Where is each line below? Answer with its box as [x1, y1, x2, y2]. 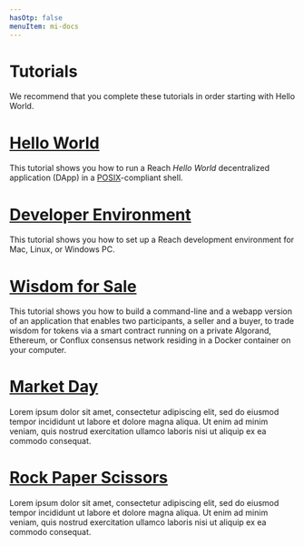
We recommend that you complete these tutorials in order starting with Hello [9, 91, 296, 102]
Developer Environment [9, 204, 192, 225]
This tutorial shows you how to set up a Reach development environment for [9, 234, 295, 246]
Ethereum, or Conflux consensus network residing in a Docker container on [9, 335, 291, 346]
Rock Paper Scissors [9, 468, 168, 488]
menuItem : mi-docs [9, 22, 79, 31]
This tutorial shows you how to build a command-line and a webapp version [9, 306, 293, 317]
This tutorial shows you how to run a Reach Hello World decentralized [9, 163, 270, 174]
